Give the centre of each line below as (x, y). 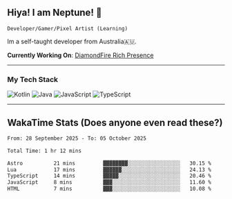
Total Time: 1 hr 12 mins (44, 151)
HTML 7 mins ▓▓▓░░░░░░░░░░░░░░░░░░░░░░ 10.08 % (109, 189)
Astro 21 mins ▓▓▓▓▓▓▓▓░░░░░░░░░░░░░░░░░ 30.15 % (109, 163)
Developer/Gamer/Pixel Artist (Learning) (68, 28)
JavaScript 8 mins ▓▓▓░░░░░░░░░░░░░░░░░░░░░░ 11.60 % (109, 182)
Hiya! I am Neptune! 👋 (55, 13)
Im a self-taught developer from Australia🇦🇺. (72, 41)
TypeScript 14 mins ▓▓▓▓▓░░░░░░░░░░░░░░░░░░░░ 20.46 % (109, 176)
